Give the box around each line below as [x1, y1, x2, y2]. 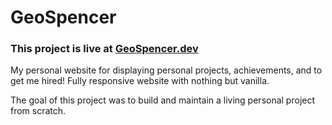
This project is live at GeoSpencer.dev [10, 42, 199, 56]
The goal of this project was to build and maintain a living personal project [10, 94, 316, 106]
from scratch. [10, 105, 67, 117]
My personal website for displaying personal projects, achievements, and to [10, 64, 323, 76]
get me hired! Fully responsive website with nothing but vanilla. [10, 75, 270, 87]
